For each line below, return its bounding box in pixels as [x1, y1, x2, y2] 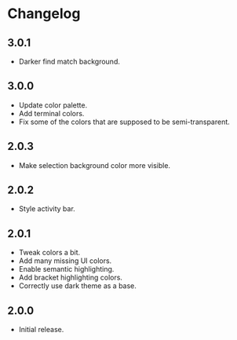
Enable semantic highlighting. [18, 265, 115, 274]
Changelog [7, 5, 81, 23]
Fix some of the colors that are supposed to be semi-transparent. [18, 117, 231, 126]
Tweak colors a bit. [18, 248, 81, 258]
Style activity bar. [18, 204, 75, 214]
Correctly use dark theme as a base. [18, 281, 137, 291]
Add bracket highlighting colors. [18, 272, 123, 283]
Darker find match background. [18, 57, 121, 66]
